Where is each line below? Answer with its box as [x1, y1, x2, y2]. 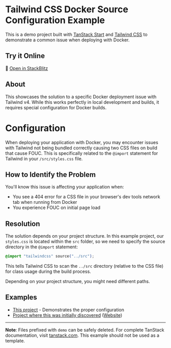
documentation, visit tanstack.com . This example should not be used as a [5, 332, 159, 338]
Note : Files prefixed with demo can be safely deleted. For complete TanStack [5, 327, 164, 333]
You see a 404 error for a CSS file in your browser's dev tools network [12, 194, 160, 200]
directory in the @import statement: [5, 244, 78, 250]
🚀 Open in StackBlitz [5, 65, 48, 71]
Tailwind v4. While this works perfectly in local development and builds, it [5, 99, 159, 105]
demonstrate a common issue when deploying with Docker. [5, 37, 130, 43]
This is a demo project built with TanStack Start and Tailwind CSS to [5, 31, 148, 37]
